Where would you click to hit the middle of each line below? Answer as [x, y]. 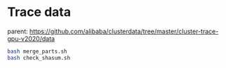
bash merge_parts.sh [38, 51]
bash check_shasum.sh [39, 58]
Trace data [39, 12]
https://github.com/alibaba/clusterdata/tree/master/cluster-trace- [124, 31]
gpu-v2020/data [31, 38]
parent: [18, 31]
